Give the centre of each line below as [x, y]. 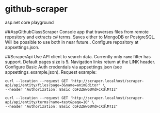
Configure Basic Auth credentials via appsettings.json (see [64, 67]
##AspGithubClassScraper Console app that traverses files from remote [77, 32]
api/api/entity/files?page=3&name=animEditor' [53, 85]
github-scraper [36, 9]
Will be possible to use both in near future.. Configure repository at [72, 42]
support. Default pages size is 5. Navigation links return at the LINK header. [80, 62]
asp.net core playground [30, 22]
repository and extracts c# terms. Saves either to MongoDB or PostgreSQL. [80, 37]
